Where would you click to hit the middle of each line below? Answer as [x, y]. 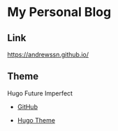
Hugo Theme [36, 120]
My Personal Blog [59, 12]
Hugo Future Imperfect [40, 93]
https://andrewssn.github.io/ [48, 54]
